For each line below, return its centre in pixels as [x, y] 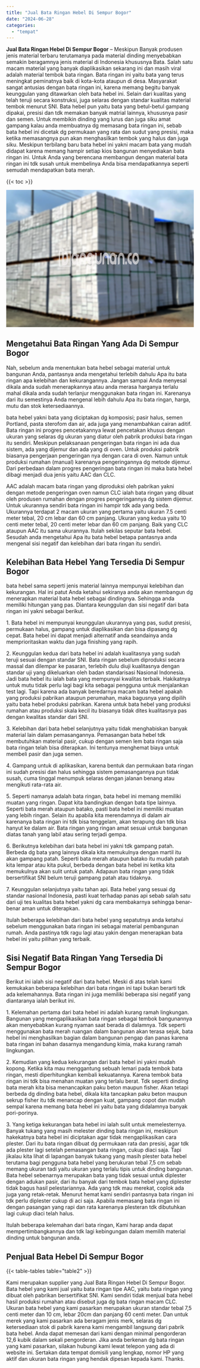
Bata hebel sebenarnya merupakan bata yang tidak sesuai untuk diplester [96, 1175]
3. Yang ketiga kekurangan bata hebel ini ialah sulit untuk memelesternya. [96, 1125]
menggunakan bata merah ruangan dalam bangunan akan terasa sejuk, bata [100, 1031]
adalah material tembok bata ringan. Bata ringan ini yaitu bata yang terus [95, 75]
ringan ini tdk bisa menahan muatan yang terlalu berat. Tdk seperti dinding [97, 1081]
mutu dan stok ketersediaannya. [46, 406]
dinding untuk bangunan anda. [44, 1238]
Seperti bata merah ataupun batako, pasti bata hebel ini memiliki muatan [95, 809]
